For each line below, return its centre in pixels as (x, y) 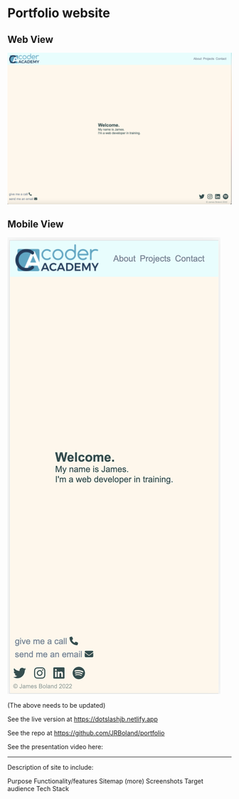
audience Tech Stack (38, 789)
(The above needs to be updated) (57, 706)
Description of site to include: (51, 768)
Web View (30, 40)
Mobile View (36, 224)
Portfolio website (59, 13)
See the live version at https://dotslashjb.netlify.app (83, 719)
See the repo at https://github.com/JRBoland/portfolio (86, 733)
